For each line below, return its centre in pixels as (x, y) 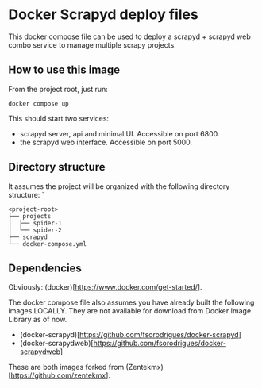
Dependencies (45, 268)
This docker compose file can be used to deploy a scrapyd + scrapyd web (130, 36)
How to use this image (64, 70)
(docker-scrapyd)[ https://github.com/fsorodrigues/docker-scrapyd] (131, 335)
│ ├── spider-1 (35, 223)
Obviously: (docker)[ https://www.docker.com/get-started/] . (105, 287)
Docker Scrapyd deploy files (103, 15)
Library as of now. (38, 320)
